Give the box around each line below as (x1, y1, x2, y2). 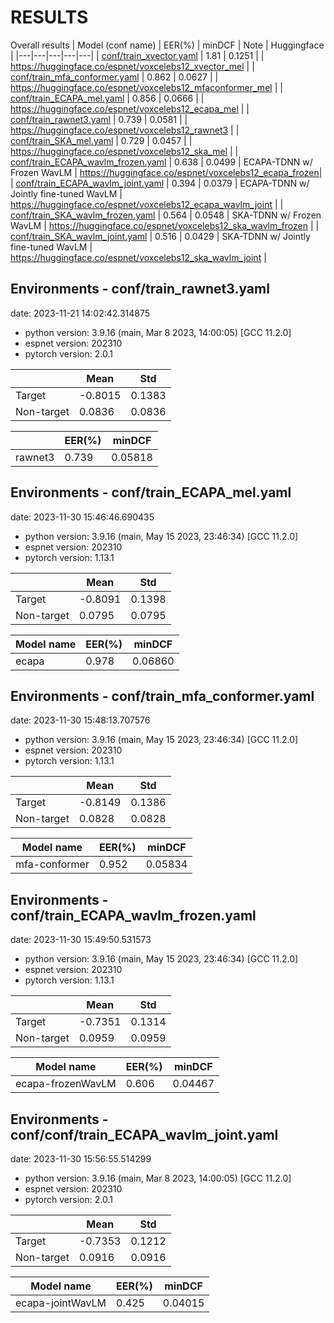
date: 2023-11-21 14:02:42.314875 (10, 307, 151, 319)
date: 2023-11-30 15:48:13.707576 (10, 714, 151, 726)
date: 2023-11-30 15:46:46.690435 (10, 511, 155, 523)
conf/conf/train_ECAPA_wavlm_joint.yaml (10, 1126, 279, 1143)
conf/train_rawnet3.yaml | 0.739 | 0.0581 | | (10, 113, 188, 125)
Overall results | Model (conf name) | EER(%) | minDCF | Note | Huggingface (10, 39, 325, 51)
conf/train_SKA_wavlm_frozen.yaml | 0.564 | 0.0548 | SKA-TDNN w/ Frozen (10, 209, 322, 221)
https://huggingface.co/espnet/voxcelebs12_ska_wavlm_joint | (10, 251, 267, 263)
